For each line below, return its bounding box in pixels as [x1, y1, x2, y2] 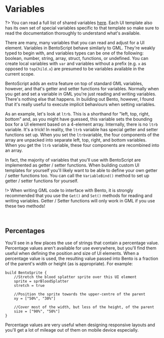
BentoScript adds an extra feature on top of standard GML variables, [5, 80, 143, 86]
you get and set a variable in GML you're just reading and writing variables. [5, 91, 157, 97]
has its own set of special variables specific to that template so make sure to [5, 25, 159, 30]
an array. [5, 147, 23, 153]
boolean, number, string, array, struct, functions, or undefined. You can [5, 55, 148, 61]
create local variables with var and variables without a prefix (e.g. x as [5, 60, 146, 66]
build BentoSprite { [5, 270, 47, 275]
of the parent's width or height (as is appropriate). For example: [5, 260, 133, 266]
